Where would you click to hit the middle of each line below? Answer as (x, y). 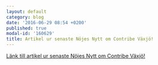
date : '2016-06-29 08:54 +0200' (46, 22)
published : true (26, 28)
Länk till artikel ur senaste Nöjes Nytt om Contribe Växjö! (76, 56)
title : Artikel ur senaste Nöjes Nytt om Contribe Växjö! (80, 39)
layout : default (26, 12)
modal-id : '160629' (31, 34)
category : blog (25, 17)
